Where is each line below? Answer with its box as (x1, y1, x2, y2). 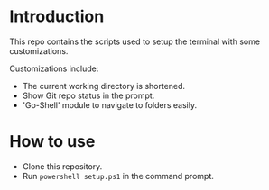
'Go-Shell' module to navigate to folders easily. (22, 99, 197, 110)
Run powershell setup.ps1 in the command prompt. (22, 170, 214, 181)
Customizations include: (9, 63, 99, 74)
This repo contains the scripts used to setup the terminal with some (9, 36, 260, 47)
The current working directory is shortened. (22, 80, 186, 91)
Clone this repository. (22, 160, 103, 172)
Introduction (9, 6, 105, 27)
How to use (9, 131, 96, 152)
